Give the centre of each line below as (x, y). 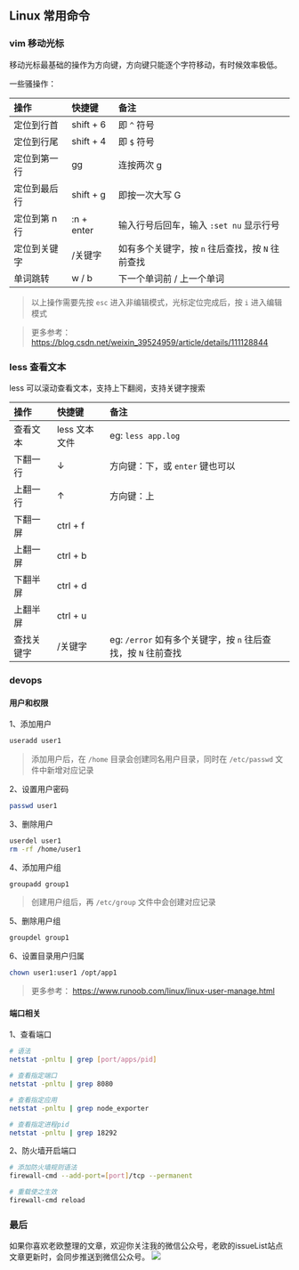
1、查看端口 (30, 1034)
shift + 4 (89, 141)
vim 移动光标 (37, 44)
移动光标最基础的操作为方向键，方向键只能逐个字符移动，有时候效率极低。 (145, 64)
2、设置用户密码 (39, 789)
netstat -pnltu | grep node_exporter (79, 1108)
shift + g (89, 194)
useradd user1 (36, 741)
